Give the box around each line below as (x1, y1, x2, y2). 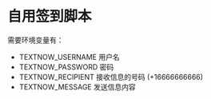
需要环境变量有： (7, 35, 64, 45)
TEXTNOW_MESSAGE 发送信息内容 (18, 81, 137, 92)
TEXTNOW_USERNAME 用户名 (18, 52, 121, 61)
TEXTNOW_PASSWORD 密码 (18, 61, 114, 72)
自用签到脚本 (7, 7, 93, 26)
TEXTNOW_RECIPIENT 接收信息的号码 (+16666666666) (18, 72, 204, 81)
